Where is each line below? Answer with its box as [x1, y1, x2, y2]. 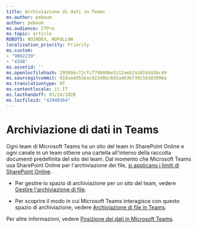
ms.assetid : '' [6, 64, 44, 70]
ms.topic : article [6, 31, 52, 37]
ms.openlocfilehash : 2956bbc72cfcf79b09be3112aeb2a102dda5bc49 [6, 70, 167, 76]
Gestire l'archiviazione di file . [14, 186, 87, 193]
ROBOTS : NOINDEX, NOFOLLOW [6, 36, 73, 42]
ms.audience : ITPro [6, 25, 55, 32]
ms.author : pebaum [6, 14, 52, 20]
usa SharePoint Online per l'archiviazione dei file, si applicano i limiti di [6, 161, 180, 168]
